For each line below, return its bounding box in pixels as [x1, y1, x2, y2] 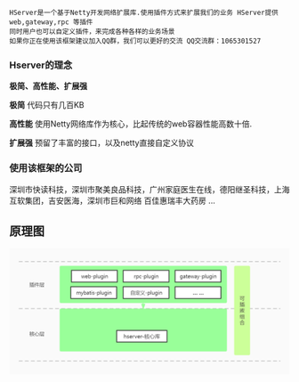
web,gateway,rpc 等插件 [9, 18, 93, 27]
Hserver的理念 [9, 59, 73, 71]
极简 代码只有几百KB [9, 100, 85, 110]
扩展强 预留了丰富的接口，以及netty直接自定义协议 [9, 137, 194, 149]
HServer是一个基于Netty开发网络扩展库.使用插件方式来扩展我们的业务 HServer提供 [9, 8, 279, 17]
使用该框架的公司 [9, 162, 83, 175]
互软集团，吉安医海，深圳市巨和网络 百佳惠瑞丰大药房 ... [9, 195, 215, 206]
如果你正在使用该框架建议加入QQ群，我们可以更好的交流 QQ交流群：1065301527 [9, 37, 262, 45]
